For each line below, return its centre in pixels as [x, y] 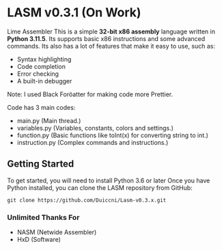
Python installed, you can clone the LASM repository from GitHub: [100, 187]
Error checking [38, 74]
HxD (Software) [39, 240]
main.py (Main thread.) [49, 120]
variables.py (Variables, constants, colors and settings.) [95, 128]
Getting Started [41, 164]
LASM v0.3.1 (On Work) [74, 13]
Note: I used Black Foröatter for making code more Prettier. [90, 94]
